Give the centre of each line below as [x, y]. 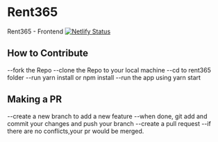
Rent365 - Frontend [35, 31]
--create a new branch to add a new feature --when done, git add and [107, 116]
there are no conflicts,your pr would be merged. [76, 131]
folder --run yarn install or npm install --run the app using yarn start [104, 77]
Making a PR [35, 99]
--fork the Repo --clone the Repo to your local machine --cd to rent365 [109, 70]
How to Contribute [48, 53]
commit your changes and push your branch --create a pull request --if [109, 123]
